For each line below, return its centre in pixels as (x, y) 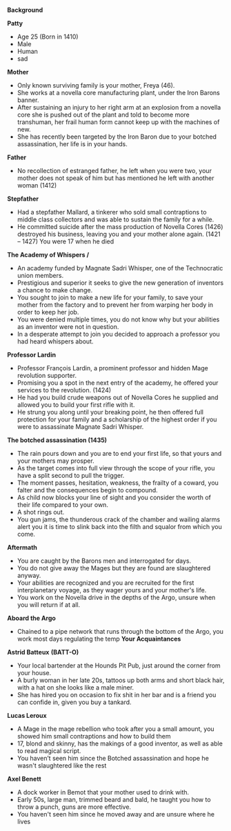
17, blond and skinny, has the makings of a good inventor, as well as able (120, 743)
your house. (34, 673)
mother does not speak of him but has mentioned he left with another (115, 178)
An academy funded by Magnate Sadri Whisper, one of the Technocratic (120, 268)
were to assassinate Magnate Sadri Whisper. (80, 427)
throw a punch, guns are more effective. (74, 807)
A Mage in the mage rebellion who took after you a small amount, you (116, 729)
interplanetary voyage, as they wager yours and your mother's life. (112, 590)
